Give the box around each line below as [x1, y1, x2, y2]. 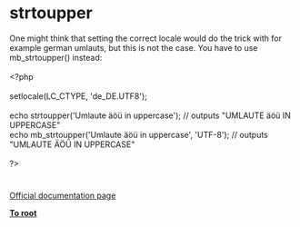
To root [9, 208, 37, 219]
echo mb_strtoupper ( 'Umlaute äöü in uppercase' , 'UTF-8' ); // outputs [9, 129, 268, 140]
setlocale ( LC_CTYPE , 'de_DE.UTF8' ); [9, 90, 148, 102]
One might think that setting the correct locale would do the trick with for [9, 33, 282, 44]
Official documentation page [9, 190, 116, 202]
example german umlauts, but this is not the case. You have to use [9, 42, 258, 53]
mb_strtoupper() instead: [9, 52, 103, 63]
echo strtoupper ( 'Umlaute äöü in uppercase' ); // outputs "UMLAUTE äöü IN [9, 110, 291, 121]
